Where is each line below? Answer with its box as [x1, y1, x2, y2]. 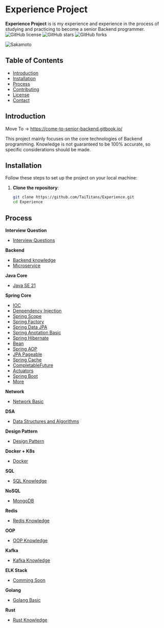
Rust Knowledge [12, 617, 48, 623]
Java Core [5, 272, 28, 278]
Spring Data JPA [12, 324, 48, 330]
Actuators [12, 368, 34, 374]
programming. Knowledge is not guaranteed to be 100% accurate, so [5, 141, 151, 147]
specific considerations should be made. [5, 146, 91, 152]
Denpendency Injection [12, 308, 62, 314]
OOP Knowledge [12, 537, 48, 543]
